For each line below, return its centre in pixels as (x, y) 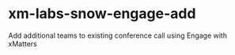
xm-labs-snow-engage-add (102, 14)
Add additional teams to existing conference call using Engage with (118, 35)
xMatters (23, 43)
